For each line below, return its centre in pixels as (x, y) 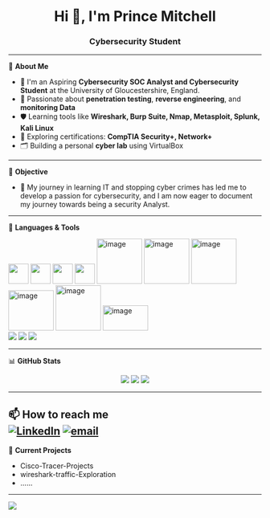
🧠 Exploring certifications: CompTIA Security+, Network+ (116, 137)
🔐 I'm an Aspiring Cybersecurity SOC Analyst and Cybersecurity (129, 82)
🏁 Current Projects (40, 451)
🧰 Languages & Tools (44, 227)
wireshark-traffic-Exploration (68, 475)
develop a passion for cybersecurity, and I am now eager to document (136, 196)
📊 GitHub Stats (35, 361)
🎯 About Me (29, 67)
